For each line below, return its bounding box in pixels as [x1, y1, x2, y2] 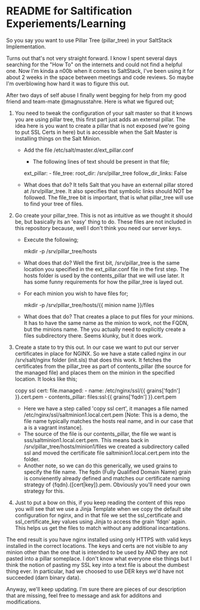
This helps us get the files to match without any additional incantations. [14, 524, 190, 531]
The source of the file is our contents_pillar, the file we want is [23, 430, 177, 437]
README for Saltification [6, 4, 133, 18]
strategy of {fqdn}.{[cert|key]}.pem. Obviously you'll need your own [23, 481, 191, 488]
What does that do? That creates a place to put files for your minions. [23, 312, 195, 320]
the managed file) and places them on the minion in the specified [14, 369, 175, 376]
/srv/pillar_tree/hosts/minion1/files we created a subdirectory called [23, 443, 189, 450]
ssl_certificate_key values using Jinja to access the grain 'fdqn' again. [14, 518, 187, 525]
